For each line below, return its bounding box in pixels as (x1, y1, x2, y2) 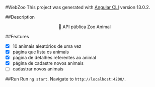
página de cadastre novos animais (12, 60, 84, 66)
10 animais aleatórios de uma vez (12, 43, 82, 49)
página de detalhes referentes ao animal (12, 55, 97, 61)
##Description (5, 14, 35, 20)
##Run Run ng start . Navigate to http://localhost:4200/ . (5, 76, 126, 82)
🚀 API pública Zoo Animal (58, 24, 111, 30)
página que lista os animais (12, 49, 69, 55)
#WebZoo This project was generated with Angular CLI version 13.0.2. (5, 5, 150, 10)
